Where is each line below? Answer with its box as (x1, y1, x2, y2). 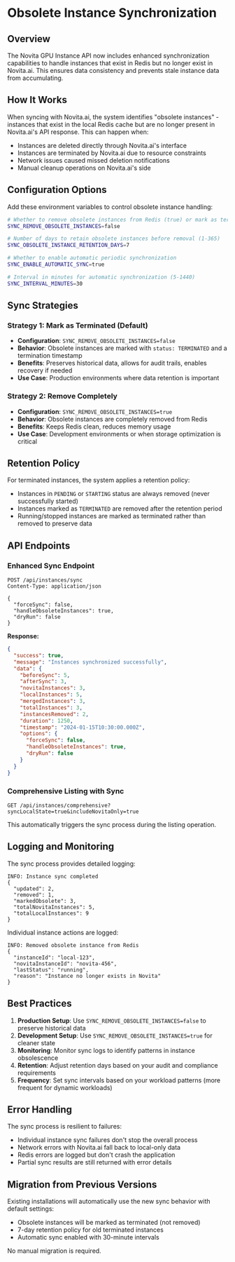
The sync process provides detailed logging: (7, 859, 136, 868)
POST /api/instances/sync (7, 577, 83, 584)
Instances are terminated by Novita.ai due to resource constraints (17, 149, 206, 157)
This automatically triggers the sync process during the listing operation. (7, 820, 217, 828)
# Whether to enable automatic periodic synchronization (7, 255, 177, 262)
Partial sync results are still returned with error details (17, 1158, 172, 1167)
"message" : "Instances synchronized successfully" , (13, 658, 168, 666)
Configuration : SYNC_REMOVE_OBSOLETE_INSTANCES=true (17, 407, 173, 415)
